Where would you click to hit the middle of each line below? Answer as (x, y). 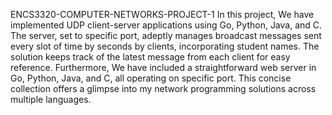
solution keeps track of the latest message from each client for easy (150, 57)
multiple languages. (51, 99)
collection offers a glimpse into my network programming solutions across (163, 88)
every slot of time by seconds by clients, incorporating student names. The (165, 46)
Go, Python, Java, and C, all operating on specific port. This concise (151, 78)
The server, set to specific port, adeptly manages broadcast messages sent (166, 35)
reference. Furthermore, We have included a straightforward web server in (163, 67)
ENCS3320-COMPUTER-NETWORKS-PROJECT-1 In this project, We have (162, 14)
